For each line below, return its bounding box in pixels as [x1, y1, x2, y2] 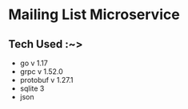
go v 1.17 [19, 58, 48, 68]
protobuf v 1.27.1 [19, 76, 74, 84]
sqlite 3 [19, 84, 45, 93]
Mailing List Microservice [8, 6, 180, 24]
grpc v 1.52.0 [19, 67, 64, 76]
